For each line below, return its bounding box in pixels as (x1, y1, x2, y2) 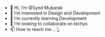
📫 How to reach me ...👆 (9, 26, 60, 32)
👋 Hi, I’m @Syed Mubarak (9, 5, 63, 10)
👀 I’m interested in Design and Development (9, 10, 100, 16)
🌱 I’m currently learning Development (9, 15, 87, 21)
